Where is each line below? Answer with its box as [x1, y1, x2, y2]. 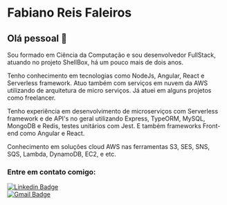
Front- [203, 122, 221, 130]
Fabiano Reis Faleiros [7, 5, 132, 21]
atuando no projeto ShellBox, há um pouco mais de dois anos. [7, 58, 184, 66]
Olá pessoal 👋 [7, 33, 68, 44]
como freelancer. [7, 93, 56, 102]
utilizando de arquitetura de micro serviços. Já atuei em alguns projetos [7, 87, 212, 94]
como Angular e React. [19, 130, 85, 137]
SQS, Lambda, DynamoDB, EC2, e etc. [7, 150, 116, 158]
